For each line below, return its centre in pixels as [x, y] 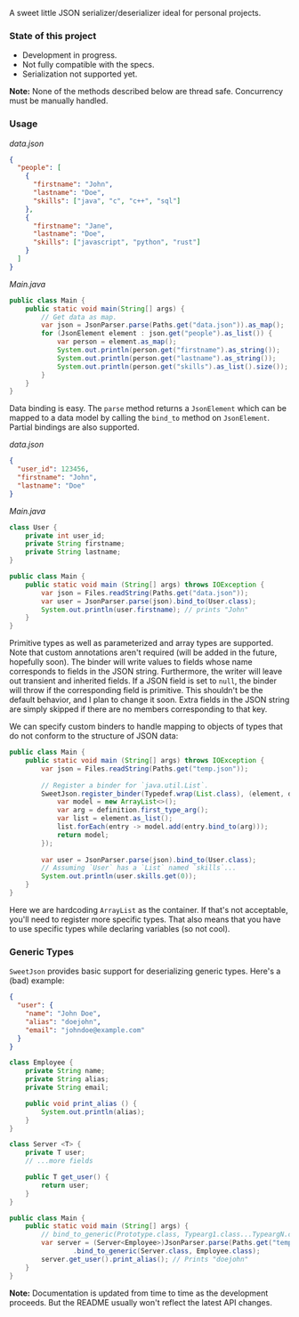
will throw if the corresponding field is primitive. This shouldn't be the [137, 691]
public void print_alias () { [81, 1103]
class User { [33, 527]
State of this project [53, 36]
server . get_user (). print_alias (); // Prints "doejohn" [145, 1259]
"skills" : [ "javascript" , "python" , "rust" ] [117, 242]
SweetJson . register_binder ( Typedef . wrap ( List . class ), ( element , [163, 794]
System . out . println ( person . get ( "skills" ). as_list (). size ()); [173, 367]
